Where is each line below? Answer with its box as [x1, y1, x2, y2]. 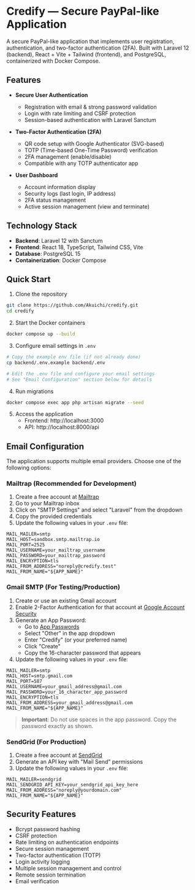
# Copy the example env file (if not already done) [6, 354, 141, 360]
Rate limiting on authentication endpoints [15, 838, 119, 846]
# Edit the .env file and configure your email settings [6, 370, 155, 377]
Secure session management [15, 845, 89, 852]
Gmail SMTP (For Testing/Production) [6, 583, 121, 591]
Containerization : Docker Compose [15, 256, 107, 264]
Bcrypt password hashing [15, 825, 80, 832]
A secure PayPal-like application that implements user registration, [6, 37, 175, 45]
